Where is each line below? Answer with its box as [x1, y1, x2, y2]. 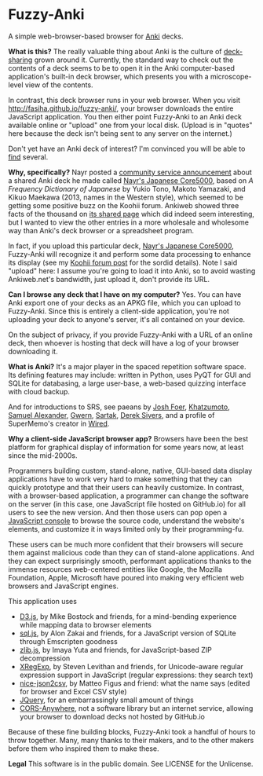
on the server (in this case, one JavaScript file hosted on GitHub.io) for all [8, 499, 246, 508]
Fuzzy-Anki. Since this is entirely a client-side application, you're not [8, 306, 230, 316]
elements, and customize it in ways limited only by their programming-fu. [8, 524, 245, 533]
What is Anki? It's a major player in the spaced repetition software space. [8, 361, 247, 371]
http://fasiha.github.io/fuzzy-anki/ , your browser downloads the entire [8, 104, 234, 113]
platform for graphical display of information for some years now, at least [8, 442, 244, 452]
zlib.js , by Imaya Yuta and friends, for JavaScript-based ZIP [19, 645, 212, 654]
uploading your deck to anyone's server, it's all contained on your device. [8, 314, 246, 324]
